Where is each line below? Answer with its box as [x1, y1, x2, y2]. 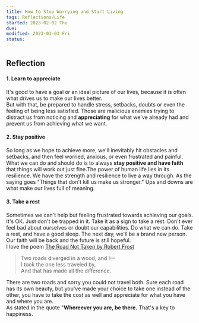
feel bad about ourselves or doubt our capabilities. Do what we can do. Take [6, 224, 193, 231]
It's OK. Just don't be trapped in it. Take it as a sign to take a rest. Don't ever [6, 218, 193, 225]
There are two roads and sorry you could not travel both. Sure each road [6, 279, 184, 286]
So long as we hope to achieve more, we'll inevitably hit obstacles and [6, 146, 178, 153]
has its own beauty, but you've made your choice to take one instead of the [6, 285, 191, 292]
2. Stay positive [6, 133, 46, 140]
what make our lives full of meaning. [6, 184, 95, 192]
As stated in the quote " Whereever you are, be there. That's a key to [6, 304, 175, 311]
